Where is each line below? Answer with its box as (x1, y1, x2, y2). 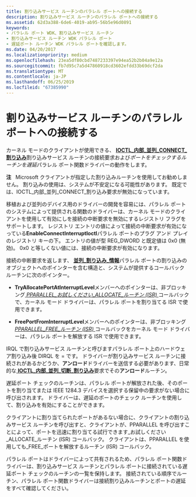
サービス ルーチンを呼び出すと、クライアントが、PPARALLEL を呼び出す (10, 421, 185, 428)
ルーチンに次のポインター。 (6, 271, 73, 278)
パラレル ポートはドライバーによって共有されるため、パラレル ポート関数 (6, 455, 183, 462)
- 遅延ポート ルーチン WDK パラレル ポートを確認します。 (6, 41, 129, 47)
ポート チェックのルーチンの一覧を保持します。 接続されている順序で (10, 470, 177, 477)
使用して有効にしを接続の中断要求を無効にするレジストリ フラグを (26, 215, 187, 222)
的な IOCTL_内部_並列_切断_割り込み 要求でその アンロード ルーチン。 (6, 367, 170, 374)
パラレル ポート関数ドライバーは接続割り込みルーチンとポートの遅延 (21, 477, 186, 484)
